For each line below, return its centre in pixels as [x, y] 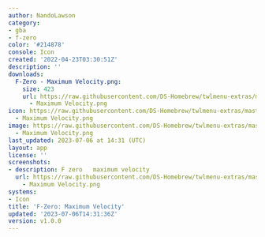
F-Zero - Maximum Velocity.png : [69, 81]
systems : [22, 192]
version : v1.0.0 [35, 221]
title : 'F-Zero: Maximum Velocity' [67, 206]
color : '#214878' [37, 45]
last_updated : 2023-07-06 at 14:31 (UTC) [77, 140]
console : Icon [32, 52]
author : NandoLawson [42, 15]
